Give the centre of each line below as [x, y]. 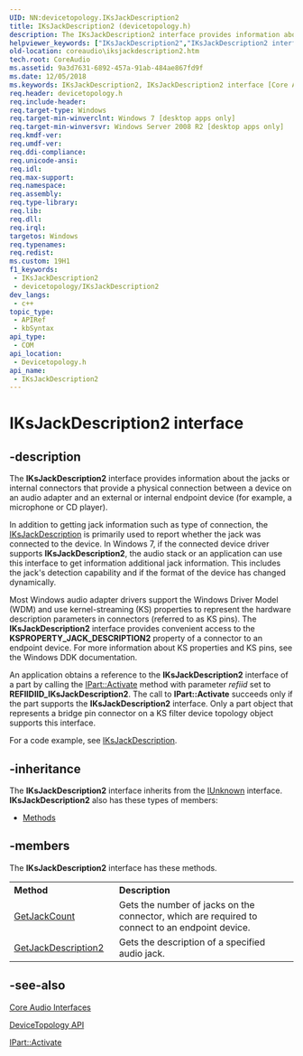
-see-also [37, 986]
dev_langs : [30, 294]
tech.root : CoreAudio [50, 60]
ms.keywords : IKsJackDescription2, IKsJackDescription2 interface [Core [149, 85]
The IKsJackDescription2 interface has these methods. [114, 867]
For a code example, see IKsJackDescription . [93, 741]
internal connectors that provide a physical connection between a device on [151, 488]
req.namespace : [38, 186]
